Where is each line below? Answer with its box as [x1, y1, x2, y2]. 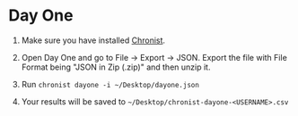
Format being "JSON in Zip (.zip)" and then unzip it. [21, 62, 211, 72]
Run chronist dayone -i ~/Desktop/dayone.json [21, 79, 199, 89]
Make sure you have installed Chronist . [21, 35, 166, 46]
